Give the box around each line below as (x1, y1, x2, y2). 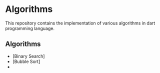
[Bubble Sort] (12, 58, 40, 64)
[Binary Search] (12, 53, 45, 59)
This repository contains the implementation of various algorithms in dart (5, 20, 155, 26)
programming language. (5, 25, 55, 31)
